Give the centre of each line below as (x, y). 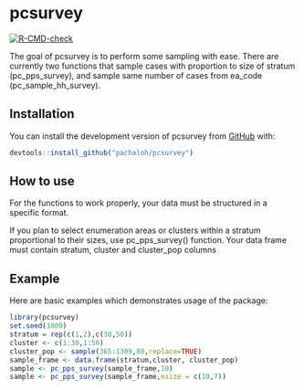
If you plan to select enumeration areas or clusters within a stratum (135, 230)
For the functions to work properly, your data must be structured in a (138, 203)
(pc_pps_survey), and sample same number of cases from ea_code (136, 75)
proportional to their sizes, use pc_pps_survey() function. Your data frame (148, 240)
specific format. (39, 213)
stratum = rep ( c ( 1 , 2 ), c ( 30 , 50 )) (71, 334)
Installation (42, 114)
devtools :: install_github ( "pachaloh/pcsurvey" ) (102, 153)
